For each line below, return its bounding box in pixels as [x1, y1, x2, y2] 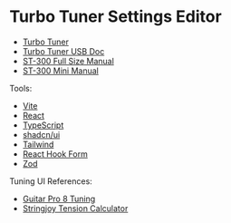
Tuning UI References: [9, 175, 92, 187]
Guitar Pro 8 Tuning [22, 193, 96, 204]
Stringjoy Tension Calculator [22, 202, 129, 214]
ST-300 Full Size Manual [22, 55, 115, 66]
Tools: [9, 82, 33, 93]
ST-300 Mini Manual [22, 65, 100, 76]
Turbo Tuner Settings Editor [9, 6, 222, 27]
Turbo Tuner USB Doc [22, 45, 105, 56]
